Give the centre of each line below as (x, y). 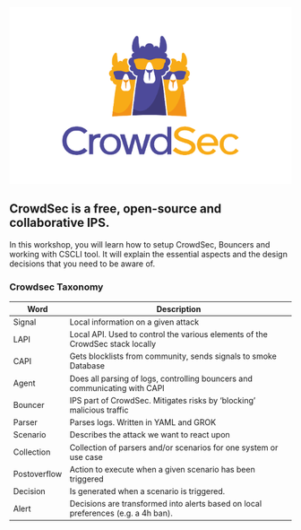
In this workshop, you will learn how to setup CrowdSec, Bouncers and (140, 244)
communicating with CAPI (117, 387)
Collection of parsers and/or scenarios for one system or (174, 447)
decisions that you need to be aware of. (82, 264)
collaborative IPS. (60, 223)
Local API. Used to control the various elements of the (169, 335)
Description (179, 308)
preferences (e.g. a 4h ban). (121, 513)
